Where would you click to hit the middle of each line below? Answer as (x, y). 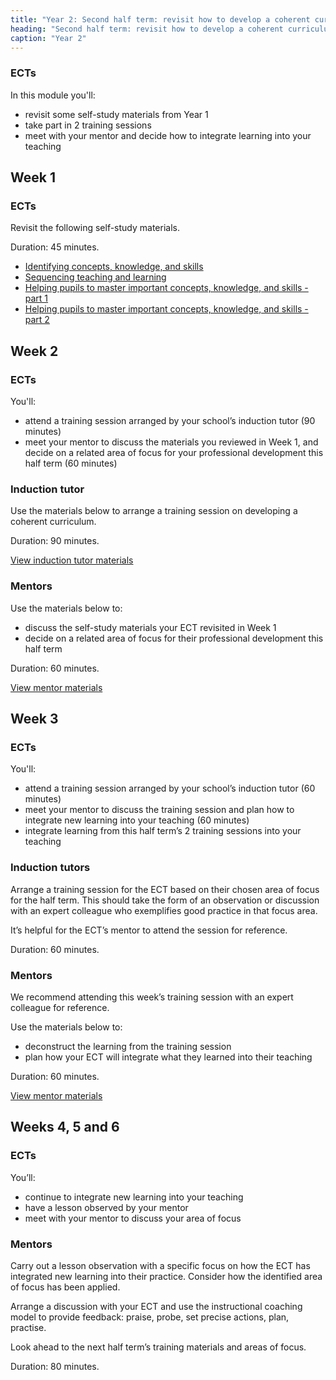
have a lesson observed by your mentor (106, 1207)
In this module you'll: (53, 95)
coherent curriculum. (53, 522)
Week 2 (34, 351)
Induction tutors (50, 868)
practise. (28, 1327)
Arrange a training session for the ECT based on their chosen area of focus (165, 889)
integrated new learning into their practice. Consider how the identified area (166, 1276)
